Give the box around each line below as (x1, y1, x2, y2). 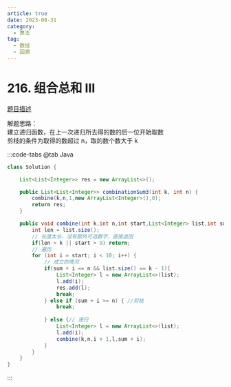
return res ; (32, 201, 67, 208)
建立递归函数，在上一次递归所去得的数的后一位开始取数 (7, 128, 164, 136)
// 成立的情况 (43, 259, 79, 266)
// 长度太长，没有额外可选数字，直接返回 (32, 232, 133, 240)
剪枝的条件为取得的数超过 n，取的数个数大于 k (7, 136, 138, 145)
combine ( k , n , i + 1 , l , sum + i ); (56, 335, 146, 342)
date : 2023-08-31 (7, 17, 57, 23)
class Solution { (7, 163, 57, 170)
